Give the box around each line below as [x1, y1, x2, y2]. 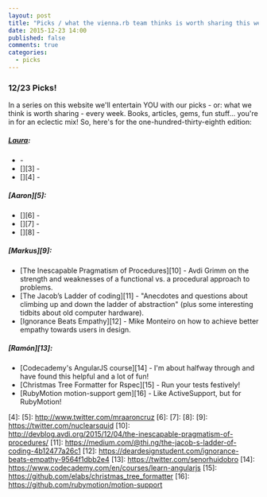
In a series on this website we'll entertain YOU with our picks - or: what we [8, 100, 252, 110]
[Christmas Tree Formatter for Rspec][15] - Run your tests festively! [19, 380, 241, 390]
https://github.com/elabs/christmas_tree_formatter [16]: [8, 472, 190, 481]
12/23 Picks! [8, 82, 57, 93]
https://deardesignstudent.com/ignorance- [99, 446, 239, 456]
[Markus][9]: [8, 246, 52, 255]
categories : [8, 49, 48, 56]
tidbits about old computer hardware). [19, 308, 145, 318]
